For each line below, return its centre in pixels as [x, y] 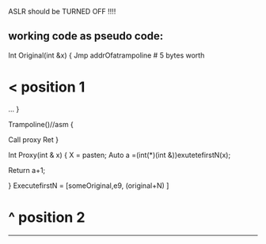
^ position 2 [47, 217]
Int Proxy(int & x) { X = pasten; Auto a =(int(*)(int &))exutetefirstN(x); [120, 155]
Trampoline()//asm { [41, 124]
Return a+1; [27, 170]
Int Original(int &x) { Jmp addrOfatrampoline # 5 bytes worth [106, 55]
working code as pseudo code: [86, 36]
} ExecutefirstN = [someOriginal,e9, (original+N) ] [89, 186]
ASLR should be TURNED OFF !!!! [62, 11]
